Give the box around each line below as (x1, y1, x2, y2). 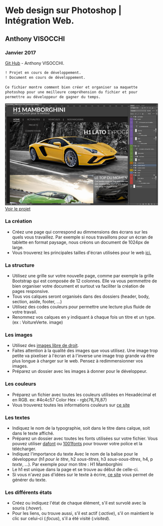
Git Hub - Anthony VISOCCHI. (5, 60, 65, 66)
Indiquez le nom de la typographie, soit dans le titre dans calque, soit (12, 425, 150, 431)
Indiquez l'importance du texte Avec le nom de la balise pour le (12, 451, 138, 457)
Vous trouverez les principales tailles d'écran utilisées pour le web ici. (12, 250, 151, 255)
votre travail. (12, 309, 37, 315)
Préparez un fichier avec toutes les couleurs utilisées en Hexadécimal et (12, 392, 157, 398)
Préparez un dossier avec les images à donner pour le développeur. (12, 368, 147, 374)
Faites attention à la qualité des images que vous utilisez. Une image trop (12, 348, 158, 354)
